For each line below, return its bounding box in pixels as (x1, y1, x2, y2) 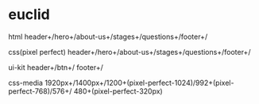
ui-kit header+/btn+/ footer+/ (8, 62, 103, 72)
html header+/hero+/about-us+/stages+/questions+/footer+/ (8, 32, 208, 41)
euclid (8, 6, 50, 24)
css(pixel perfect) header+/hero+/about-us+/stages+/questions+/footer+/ (8, 47, 251, 56)
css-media (8, 78, 44, 87)
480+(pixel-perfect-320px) (73, 86, 163, 96)
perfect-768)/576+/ (8, 86, 72, 96)
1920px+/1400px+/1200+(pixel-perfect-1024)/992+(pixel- (44, 78, 234, 87)
